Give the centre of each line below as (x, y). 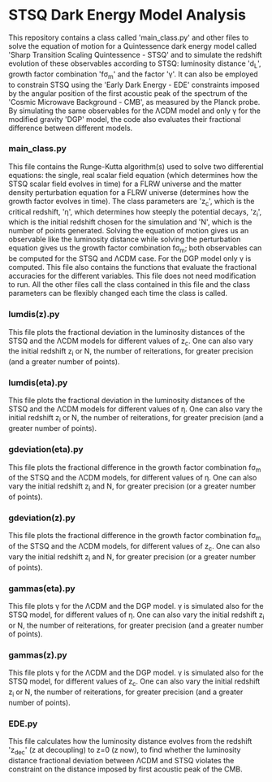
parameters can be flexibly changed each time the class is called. (118, 293)
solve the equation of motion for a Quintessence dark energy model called (133, 46)
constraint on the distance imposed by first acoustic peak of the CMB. (125, 769)
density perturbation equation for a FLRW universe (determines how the (129, 192)
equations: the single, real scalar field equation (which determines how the (133, 175)
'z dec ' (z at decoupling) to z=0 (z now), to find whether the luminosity (125, 751)
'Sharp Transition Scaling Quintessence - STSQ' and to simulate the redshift (135, 54)
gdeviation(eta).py (46, 450)
